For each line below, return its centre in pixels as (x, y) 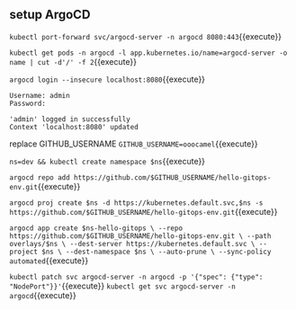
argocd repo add (40, 177)
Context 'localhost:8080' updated (74, 127)
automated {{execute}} (49, 261)
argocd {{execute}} (43, 295)
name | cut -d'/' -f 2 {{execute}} (73, 61)
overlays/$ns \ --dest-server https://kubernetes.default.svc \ (132, 244)
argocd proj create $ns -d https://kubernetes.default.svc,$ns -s (136, 203)
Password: (28, 103)
